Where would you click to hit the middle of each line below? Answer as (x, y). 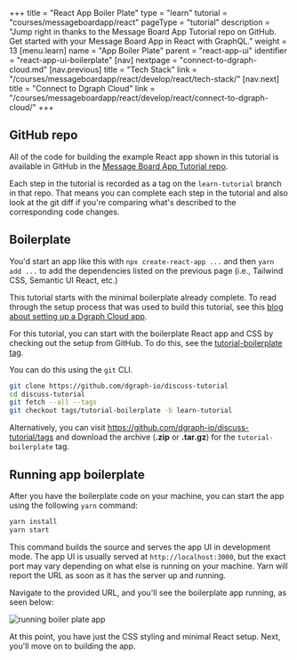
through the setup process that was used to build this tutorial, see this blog (146, 307)
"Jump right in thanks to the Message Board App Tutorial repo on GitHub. (143, 32)
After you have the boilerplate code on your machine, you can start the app (147, 495)
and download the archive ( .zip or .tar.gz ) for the (145, 437)
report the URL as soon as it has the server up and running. (118, 575)
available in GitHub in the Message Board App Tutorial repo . (119, 166)
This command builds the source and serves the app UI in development (140, 547)
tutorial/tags (32, 437)
